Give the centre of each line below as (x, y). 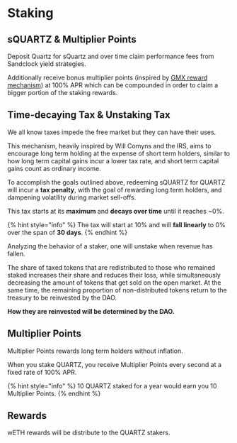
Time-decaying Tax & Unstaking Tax (89, 115)
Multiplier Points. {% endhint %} (54, 393)
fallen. (17, 253)
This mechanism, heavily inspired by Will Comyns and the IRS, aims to (109, 146)
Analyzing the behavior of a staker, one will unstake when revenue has (110, 246)
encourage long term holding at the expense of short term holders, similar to (118, 153)
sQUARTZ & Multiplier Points (72, 39)
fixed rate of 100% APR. (42, 372)
